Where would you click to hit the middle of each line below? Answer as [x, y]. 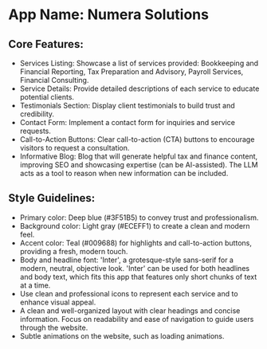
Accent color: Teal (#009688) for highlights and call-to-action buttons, [136, 243]
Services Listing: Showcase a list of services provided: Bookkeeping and [139, 63]
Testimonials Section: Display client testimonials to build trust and [127, 106]
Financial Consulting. [54, 80]
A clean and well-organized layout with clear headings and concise [130, 310]
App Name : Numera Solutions [109, 15]
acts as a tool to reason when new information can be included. [124, 173]
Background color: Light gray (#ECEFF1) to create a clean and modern [135, 225]
